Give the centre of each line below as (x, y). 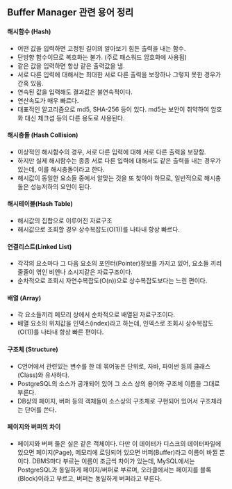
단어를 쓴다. (41, 410)
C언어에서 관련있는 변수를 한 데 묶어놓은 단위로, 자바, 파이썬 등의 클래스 (114, 366)
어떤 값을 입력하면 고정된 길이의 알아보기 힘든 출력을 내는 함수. (101, 48)
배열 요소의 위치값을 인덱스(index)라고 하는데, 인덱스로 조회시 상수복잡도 (115, 323)
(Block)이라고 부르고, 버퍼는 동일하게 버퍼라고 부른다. (89, 478)
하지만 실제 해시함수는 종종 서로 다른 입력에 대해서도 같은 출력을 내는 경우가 (119, 160)
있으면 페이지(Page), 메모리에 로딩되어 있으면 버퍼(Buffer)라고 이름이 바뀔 (117, 452)
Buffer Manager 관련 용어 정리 (71, 13)
